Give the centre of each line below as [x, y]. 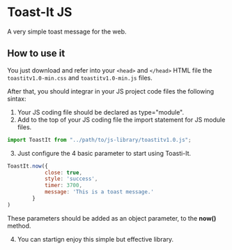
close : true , [63, 172]
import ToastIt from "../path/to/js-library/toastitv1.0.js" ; [99, 140]
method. [19, 226]
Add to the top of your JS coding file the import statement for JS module [121, 119]
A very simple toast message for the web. [67, 31]
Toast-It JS [40, 12]
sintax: [17, 98]
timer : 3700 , [63, 186]
